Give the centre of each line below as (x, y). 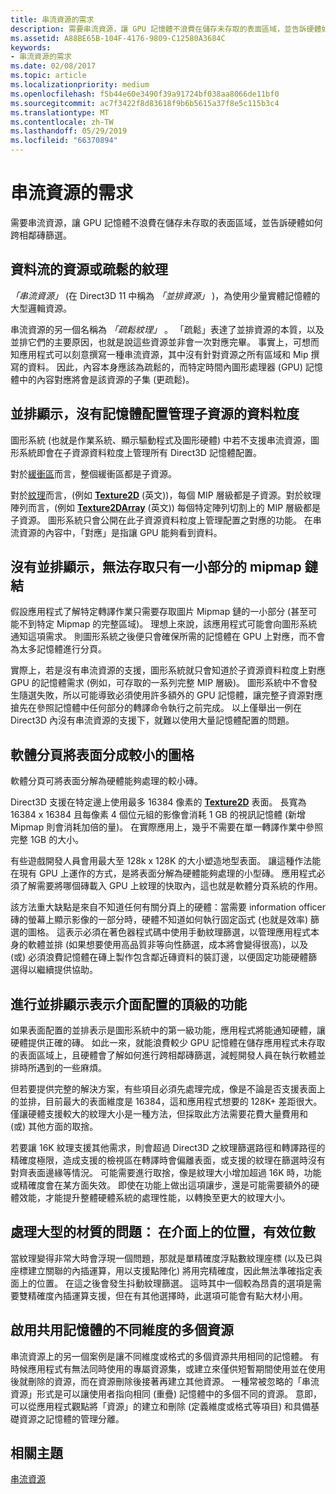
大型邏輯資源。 (41, 308)
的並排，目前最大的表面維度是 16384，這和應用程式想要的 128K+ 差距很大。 (166, 1101)
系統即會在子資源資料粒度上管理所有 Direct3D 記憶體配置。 (140, 452)
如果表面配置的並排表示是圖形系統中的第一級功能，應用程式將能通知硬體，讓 (168, 1030)
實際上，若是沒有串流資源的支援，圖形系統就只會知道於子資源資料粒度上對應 (168, 670)
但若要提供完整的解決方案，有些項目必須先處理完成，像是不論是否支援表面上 (168, 1089)
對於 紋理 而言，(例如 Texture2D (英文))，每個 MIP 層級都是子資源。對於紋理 (166, 495)
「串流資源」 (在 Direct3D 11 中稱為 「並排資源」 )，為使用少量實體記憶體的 (165, 295)
